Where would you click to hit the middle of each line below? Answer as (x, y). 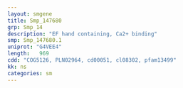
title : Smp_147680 (35, 21)
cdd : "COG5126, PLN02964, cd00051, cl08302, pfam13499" (92, 60)
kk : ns (17, 67)
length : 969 (28, 54)
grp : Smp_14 (25, 27)
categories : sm (30, 73)
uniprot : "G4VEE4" (35, 47)
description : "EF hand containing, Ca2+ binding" (83, 34)
